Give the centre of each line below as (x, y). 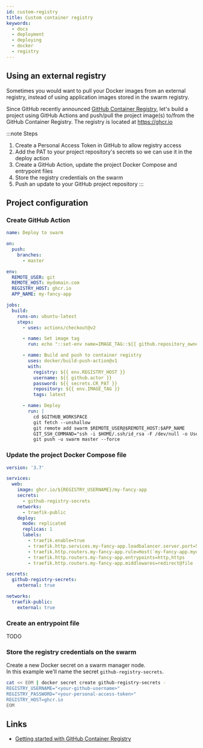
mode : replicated (44, 524)
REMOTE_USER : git (34, 277)
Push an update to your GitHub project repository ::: (79, 184)
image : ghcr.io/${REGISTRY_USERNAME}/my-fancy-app (82, 490)
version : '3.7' (25, 468)
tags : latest (50, 395)
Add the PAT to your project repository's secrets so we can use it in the (103, 152)
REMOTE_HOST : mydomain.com (46, 283)
